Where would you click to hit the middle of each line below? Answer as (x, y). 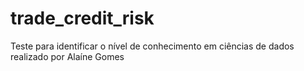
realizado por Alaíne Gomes (67, 56)
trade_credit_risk (82, 18)
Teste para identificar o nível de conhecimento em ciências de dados (152, 46)
